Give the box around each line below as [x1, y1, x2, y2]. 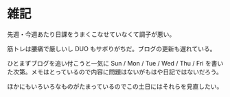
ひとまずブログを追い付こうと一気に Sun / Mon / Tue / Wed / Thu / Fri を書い [7, 59, 224, 67]
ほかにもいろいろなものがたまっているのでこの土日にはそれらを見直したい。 [7, 82, 223, 90]
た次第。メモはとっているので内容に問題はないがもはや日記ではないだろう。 [7, 68, 223, 76]
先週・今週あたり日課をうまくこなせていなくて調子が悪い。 [7, 30, 176, 38]
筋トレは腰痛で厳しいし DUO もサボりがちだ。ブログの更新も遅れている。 [7, 44, 216, 53]
